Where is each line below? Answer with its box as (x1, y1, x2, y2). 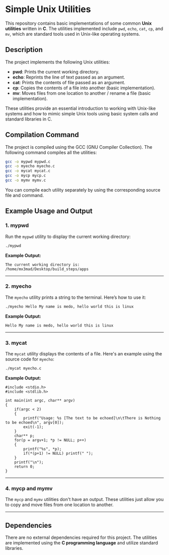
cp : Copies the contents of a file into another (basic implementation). (12, 85, 155, 91)
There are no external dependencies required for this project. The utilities (5, 534, 157, 540)
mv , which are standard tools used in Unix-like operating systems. (5, 31, 140, 37)
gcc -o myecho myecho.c (5, 164, 55, 169)
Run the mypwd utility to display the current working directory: (5, 233, 131, 239)
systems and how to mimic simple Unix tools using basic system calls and (5, 110, 158, 116)
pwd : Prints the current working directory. (12, 69, 100, 75)
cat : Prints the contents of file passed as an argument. (12, 79, 126, 85)
